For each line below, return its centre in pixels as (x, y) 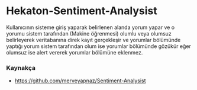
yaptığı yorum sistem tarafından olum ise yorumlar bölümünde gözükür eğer (98, 46)
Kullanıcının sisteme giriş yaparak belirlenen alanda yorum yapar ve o (91, 27)
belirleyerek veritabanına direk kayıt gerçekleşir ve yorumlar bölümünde (93, 40)
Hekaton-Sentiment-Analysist (82, 11)
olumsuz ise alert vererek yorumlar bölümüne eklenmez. (75, 52)
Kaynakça (21, 67)
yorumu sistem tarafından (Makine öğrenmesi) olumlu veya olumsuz (89, 33)
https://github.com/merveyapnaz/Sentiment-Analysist (80, 81)
